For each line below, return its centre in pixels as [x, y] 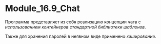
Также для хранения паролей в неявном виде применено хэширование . [81, 36]
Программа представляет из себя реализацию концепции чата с [73, 22]
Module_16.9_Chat [43, 8]
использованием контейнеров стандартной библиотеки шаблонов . [76, 27]
